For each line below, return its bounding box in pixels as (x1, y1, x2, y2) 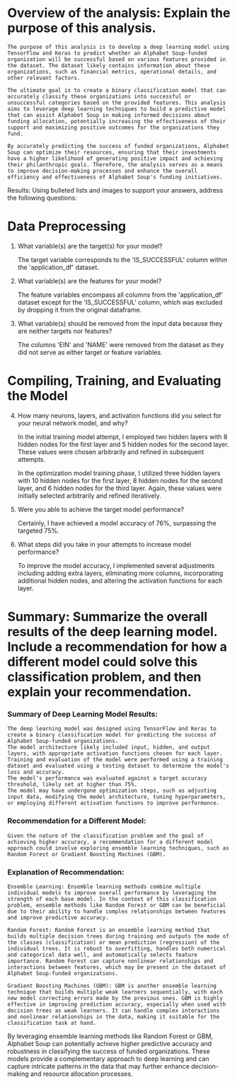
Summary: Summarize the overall (7, 609, 207, 625)
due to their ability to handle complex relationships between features (7, 908, 226, 915)
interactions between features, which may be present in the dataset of (7, 963, 226, 971)
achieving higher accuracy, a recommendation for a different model (7, 838, 214, 846)
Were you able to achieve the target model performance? (17, 505, 185, 513)
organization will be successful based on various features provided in (7, 55, 226, 63)
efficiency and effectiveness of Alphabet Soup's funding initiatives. (7, 174, 223, 181)
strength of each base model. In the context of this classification (7, 895, 217, 902)
